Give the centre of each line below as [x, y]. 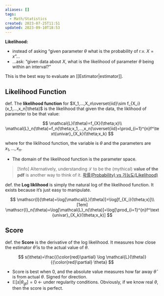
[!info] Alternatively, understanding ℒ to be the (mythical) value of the [88, 169]
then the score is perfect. [38, 288]
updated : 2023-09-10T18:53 [33, 28]
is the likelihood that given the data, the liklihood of [95, 109]
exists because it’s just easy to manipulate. [48, 190]
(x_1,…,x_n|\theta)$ [24, 109]
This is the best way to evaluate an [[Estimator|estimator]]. [64, 76]
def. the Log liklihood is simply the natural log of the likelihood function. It [80, 184]
